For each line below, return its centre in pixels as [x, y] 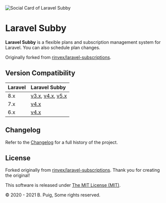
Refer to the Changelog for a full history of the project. [62, 142]
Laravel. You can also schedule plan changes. [53, 47]
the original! [18, 175]
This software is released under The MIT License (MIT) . [63, 185]
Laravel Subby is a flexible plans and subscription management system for [83, 42]
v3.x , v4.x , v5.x [49, 96]
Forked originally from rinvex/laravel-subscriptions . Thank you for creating [82, 170]
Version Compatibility [40, 73]
